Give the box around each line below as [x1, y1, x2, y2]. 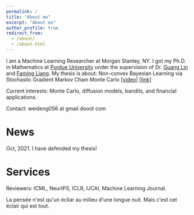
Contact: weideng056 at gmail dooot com [6, 105, 106, 112]
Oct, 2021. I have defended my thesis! [6, 145, 98, 152]
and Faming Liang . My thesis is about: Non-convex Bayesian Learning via [6, 70, 183, 77]
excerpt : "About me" [6, 19, 57, 25]
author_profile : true [6, 25, 59, 31]
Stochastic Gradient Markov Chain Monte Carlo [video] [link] [6, 76, 152, 83]
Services [6, 165, 51, 179]
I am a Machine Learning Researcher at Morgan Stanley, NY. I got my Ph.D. [6, 57, 186, 64]
